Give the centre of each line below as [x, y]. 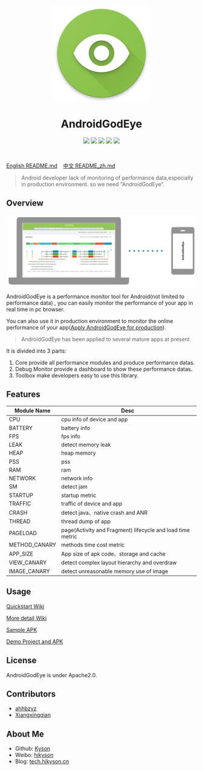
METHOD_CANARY [32, 545]
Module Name [32, 411]
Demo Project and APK [35, 641]
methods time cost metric [93, 545]
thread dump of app [86, 521]
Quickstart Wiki [25, 606]
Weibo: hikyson [34, 755]
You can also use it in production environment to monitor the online [90, 321]
